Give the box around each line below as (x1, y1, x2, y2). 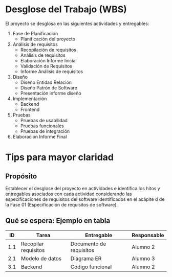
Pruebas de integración (20, 128, 70, 134)
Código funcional (70, 263, 112, 270)
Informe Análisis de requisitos (20, 68, 83, 75)
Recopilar (21, 240, 44, 247)
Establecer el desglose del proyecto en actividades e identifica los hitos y (5, 185, 160, 191)
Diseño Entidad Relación (20, 79, 72, 85)
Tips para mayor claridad (5, 152, 114, 163)
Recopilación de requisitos (20, 47, 77, 53)
